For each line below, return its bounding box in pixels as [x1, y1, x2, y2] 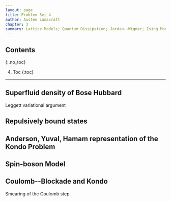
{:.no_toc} [5, 59, 26, 65]
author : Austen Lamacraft [5, 17, 60, 22]
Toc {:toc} [12, 69, 34, 75]
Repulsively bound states [5, 117, 88, 126]
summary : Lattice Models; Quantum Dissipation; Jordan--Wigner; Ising [5, 27, 158, 32]
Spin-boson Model [5, 160, 66, 168]
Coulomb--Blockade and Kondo [5, 177, 108, 186]
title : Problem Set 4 [5, 12, 51, 17]
